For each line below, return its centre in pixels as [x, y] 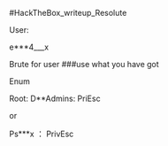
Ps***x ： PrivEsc [42, 134]
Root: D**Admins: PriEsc [55, 98]
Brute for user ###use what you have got [84, 64]
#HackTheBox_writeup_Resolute [68, 13]
